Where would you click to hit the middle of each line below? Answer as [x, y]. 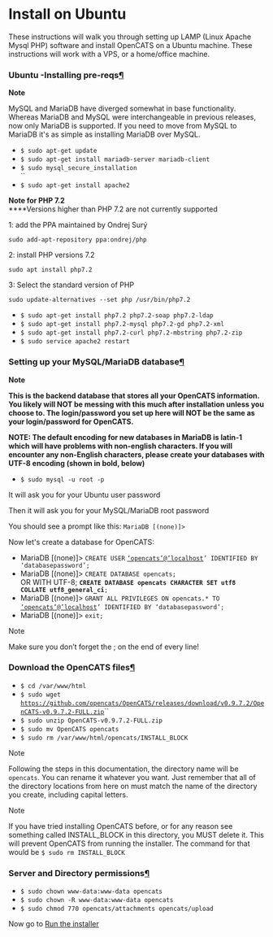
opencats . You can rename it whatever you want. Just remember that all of [132, 777]
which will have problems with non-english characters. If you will [121, 446]
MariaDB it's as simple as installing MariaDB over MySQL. [104, 134]
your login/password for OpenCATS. [71, 421]
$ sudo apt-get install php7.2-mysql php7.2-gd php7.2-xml [122, 325]
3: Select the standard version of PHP [71, 285]
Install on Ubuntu [67, 14]
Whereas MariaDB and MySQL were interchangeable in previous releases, [132, 117]
